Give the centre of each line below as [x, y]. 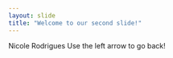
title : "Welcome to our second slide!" [75, 23]
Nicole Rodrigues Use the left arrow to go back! [87, 45]
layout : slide [32, 15]
